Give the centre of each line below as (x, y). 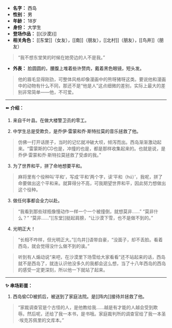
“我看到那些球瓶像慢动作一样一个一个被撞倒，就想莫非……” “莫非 (86, 211)
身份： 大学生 (27, 27)
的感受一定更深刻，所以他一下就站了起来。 (63, 270)
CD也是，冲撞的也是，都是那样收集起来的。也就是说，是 (106, 149)
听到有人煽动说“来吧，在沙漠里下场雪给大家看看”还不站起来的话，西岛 (92, 257)
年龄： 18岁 (25, 21)
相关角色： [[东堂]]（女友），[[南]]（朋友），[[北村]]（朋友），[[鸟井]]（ (86, 40)
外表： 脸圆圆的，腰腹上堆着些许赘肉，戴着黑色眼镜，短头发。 (78, 68)
